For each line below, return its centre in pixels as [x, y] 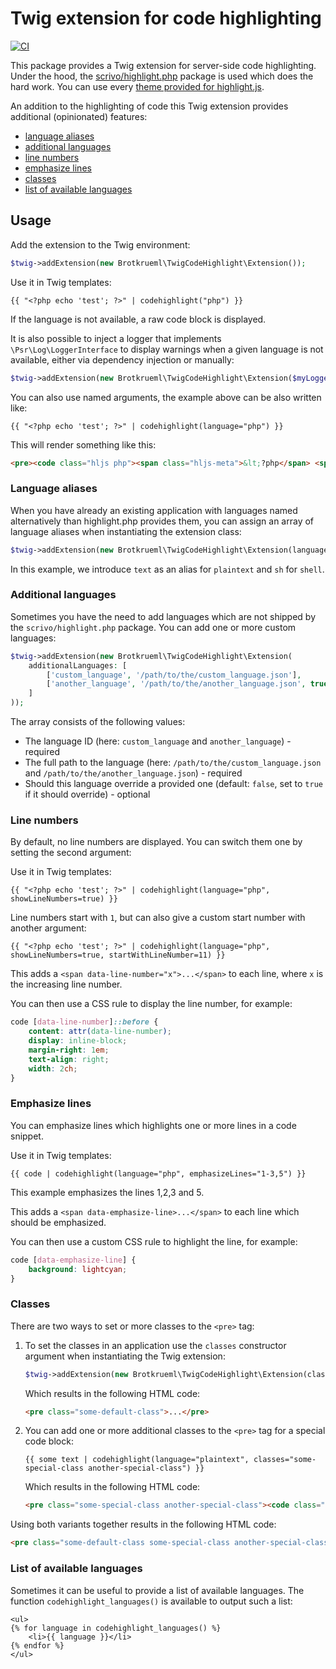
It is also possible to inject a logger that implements [116, 338]
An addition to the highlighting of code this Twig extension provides [149, 106]
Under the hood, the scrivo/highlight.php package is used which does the [162, 76]
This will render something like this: [83, 444]
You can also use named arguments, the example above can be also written [166, 397]
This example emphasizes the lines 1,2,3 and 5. [107, 1192]
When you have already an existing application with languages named [154, 510]
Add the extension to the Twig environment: [100, 244]
